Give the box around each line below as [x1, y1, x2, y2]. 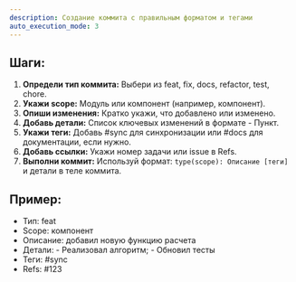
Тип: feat [22, 216, 57, 227]
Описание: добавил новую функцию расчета [22, 235, 196, 246]
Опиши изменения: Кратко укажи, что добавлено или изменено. [22, 108, 276, 118]
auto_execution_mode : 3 [9, 22, 100, 31]
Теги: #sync [22, 254, 68, 265]
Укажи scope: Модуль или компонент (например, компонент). [22, 99, 266, 109]
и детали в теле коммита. [22, 165, 122, 176]
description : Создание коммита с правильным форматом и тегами [9, 13, 253, 23]
